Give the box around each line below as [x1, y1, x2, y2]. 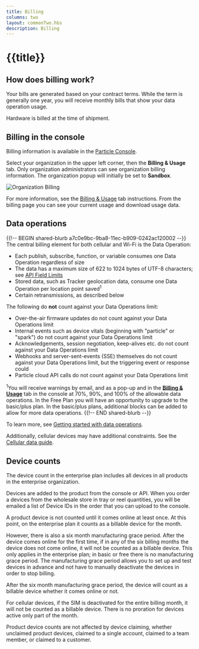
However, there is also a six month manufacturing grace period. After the [6, 532, 184, 539]
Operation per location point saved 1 [14, 284, 102, 292]
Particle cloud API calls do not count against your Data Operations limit [14, 371, 188, 378]
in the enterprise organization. [6, 478, 80, 485]
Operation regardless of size [14, 259, 85, 266]
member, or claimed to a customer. [6, 636, 91, 643]
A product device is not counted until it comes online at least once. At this [6, 514, 187, 521]
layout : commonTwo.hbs [6, 20, 62, 26]
